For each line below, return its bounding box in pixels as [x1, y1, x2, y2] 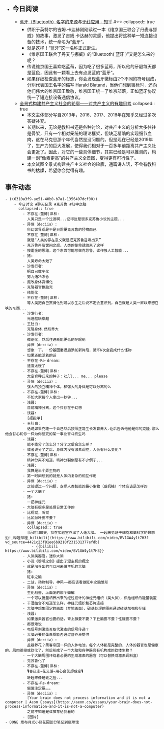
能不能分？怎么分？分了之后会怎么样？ [27, 442, 93, 447]
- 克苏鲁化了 [23, 658, 46, 663]
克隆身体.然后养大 [27, 327, 59, 331]
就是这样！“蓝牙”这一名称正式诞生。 [27, 45, 100, 51]
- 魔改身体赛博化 [23, 279, 53, 285]
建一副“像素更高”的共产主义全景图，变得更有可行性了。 [27, 155, 138, 161]
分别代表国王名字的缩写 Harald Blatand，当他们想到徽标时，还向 [27, 82, 157, 88]
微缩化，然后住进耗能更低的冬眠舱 [27, 337, 86, 342]
